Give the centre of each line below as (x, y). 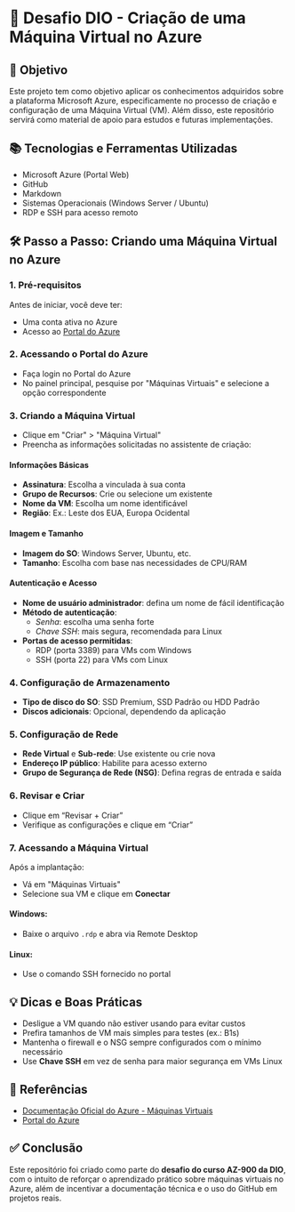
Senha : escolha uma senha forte (95, 621)
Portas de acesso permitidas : (77, 641)
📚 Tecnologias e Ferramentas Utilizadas (124, 149)
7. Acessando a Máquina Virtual (79, 847)
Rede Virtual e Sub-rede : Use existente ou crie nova (119, 754)
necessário (43, 1052)
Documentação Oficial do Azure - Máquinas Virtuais (117, 1111)
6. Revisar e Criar (47, 796)
